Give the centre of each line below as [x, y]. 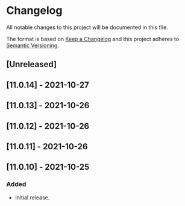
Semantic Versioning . [33, 45]
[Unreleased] [32, 64]
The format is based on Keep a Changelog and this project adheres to [93, 39]
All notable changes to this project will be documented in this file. [87, 27]
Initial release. [32, 198]
